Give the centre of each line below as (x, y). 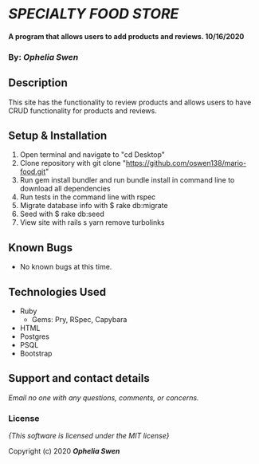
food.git (33, 171)
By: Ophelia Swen (43, 57)
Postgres (35, 336)
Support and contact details (79, 378)
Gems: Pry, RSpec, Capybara (79, 319)
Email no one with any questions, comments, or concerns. (104, 397)
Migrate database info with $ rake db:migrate (94, 206)
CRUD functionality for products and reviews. (82, 110)
